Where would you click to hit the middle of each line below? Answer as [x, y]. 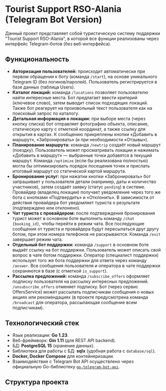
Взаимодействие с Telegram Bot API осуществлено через [73, 361]
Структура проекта [37, 382]
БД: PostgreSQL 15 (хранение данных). [53, 346]
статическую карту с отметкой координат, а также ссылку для [79, 129]
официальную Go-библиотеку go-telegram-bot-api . [66, 366]
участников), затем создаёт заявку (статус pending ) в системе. [79, 187]
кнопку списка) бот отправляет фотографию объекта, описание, [81, 124]
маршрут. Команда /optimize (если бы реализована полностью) [80, 160]
